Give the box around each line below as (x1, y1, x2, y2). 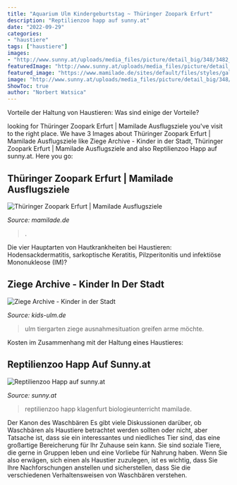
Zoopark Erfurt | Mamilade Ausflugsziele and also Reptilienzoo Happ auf (7, 145, 217, 153)
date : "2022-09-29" (7, 23, 65, 30)
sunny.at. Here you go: (7, 152, 73, 161)
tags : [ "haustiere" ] (7, 43, 68, 50)
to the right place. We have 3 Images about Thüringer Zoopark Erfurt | (7, 130, 211, 138)
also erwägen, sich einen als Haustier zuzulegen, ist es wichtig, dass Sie (7, 455, 218, 464)
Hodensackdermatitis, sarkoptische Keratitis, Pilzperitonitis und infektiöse (7, 250, 221, 259)
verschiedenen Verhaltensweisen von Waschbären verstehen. (7, 470, 188, 479)
